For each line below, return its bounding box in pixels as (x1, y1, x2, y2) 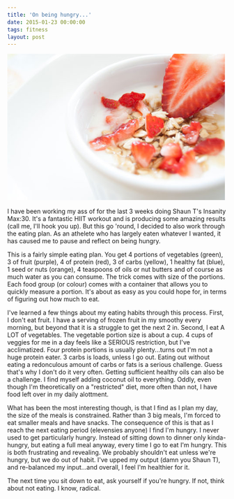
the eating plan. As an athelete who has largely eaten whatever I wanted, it (7, 229, 221, 238)
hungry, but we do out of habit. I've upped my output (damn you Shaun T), (7, 456, 221, 464)
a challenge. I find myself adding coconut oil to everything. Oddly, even (7, 375, 212, 384)
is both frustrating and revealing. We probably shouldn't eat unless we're (7, 448, 216, 457)
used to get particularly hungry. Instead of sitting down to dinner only (7, 433, 207, 442)
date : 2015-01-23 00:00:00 (7, 18, 86, 26)
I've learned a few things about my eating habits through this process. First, (7, 308, 224, 317)
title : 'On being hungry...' (7, 11, 92, 18)
